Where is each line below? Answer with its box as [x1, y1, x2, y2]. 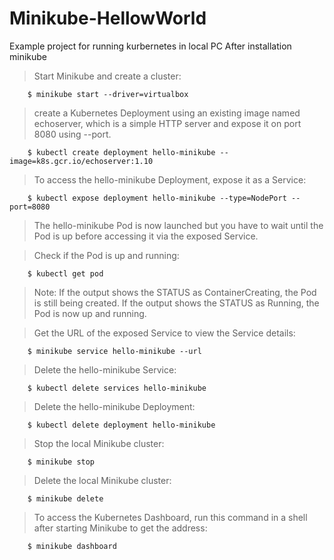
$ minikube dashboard [27, 541, 117, 551]
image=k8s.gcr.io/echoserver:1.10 [9, 156, 154, 166]
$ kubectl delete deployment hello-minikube [27, 420, 216, 430]
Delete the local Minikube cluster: [33, 474, 172, 486]
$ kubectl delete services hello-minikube [27, 383, 207, 393]
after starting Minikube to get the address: [33, 522, 208, 534]
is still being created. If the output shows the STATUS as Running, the [33, 297, 320, 309]
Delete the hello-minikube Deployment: [33, 400, 196, 412]
